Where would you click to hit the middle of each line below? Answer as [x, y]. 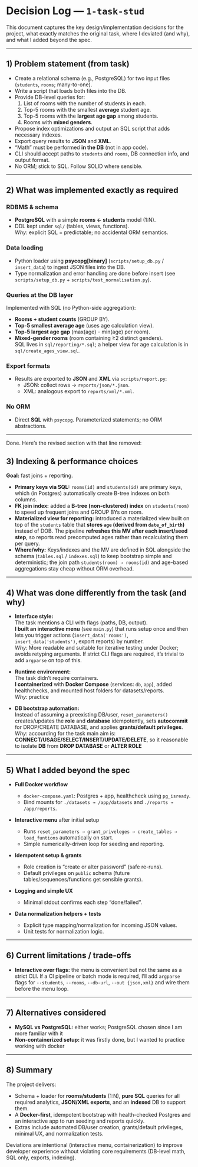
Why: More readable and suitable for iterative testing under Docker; [96, 648]
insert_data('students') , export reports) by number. [79, 641]
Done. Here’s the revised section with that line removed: [74, 443]
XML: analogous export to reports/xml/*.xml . [79, 391]
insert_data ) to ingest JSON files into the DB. [70, 267]
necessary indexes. [38, 135]
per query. [27, 544]
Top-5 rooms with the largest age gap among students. [91, 116]
